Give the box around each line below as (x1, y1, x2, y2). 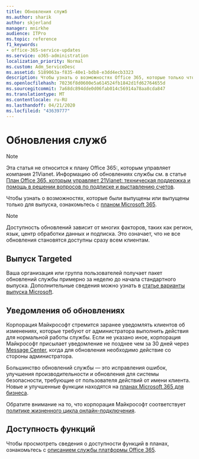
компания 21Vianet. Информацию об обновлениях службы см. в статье (6, 171, 187, 178)
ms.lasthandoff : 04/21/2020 (6, 102, 76, 108)
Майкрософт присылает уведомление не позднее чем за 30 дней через (6, 340, 190, 347)
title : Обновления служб (6, 8, 68, 15)
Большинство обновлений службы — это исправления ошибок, (6, 364, 168, 371)
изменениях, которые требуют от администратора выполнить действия (6, 327, 189, 335)
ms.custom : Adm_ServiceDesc (6, 63, 76, 70)
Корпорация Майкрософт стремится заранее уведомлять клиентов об (6, 321, 185, 328)
